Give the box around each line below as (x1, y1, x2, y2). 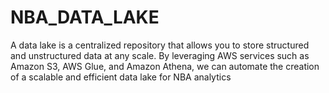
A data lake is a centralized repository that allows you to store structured (10, 39, 310, 51)
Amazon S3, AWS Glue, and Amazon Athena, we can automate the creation (10, 60, 320, 72)
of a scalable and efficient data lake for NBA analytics (10, 71, 232, 83)
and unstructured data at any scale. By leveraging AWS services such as (10, 49, 310, 61)
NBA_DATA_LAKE (10, 6, 160, 29)
